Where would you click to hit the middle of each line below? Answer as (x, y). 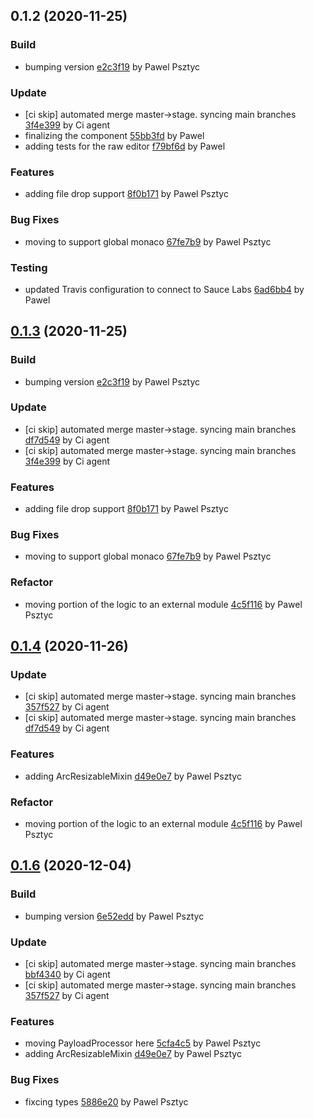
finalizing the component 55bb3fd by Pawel (114, 135)
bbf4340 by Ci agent (67, 975)
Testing (29, 267)
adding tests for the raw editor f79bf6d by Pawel (125, 146)
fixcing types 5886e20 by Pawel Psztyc (106, 1101)
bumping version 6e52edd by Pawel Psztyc (114, 916)
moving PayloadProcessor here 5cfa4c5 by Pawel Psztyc (143, 1043)
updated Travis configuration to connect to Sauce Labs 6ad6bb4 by (164, 289)
